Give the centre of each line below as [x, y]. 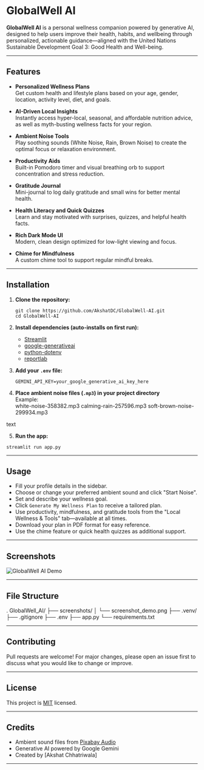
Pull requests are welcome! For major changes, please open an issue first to [101, 657]
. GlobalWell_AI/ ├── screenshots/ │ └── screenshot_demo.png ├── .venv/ [102, 611]
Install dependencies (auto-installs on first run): [77, 327]
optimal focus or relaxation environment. [66, 149]
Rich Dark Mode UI [39, 235]
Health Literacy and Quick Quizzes [59, 210]
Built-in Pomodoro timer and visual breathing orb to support [90, 167]
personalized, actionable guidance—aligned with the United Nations [91, 40]
